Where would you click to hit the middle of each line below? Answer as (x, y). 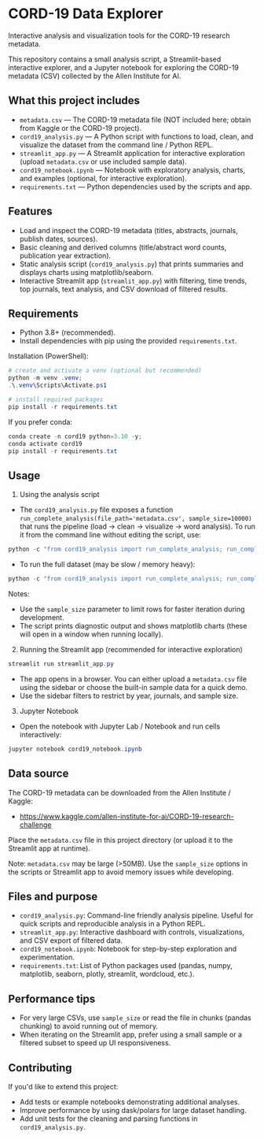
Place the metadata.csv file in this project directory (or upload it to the (121, 840)
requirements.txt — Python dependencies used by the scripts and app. (136, 187)
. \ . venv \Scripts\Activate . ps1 (58, 386)
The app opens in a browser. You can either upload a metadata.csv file (133, 679)
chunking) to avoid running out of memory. (89, 1026)
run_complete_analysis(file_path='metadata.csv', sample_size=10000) (136, 519)
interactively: (40, 734)
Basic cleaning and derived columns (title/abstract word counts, (123, 247)
